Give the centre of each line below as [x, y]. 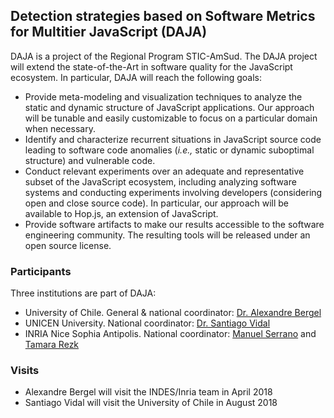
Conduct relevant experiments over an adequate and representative [164, 171]
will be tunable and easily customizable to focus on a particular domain [171, 118]
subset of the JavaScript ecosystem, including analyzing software [160, 181]
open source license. [68, 245]
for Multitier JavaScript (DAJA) [109, 32]
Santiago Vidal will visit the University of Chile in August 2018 [151, 403]
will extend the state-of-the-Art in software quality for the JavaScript [151, 66]
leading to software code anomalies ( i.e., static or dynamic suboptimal [169, 150]
